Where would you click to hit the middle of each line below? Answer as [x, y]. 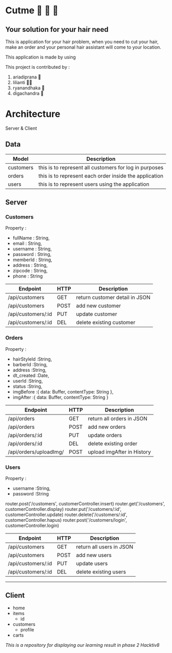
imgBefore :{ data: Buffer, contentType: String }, [63, 391]
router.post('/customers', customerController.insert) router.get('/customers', [85, 504]
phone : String [28, 276]
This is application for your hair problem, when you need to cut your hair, [82, 42]
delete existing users [101, 572]
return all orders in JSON [117, 419]
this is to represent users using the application [94, 184]
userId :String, [28, 381]
